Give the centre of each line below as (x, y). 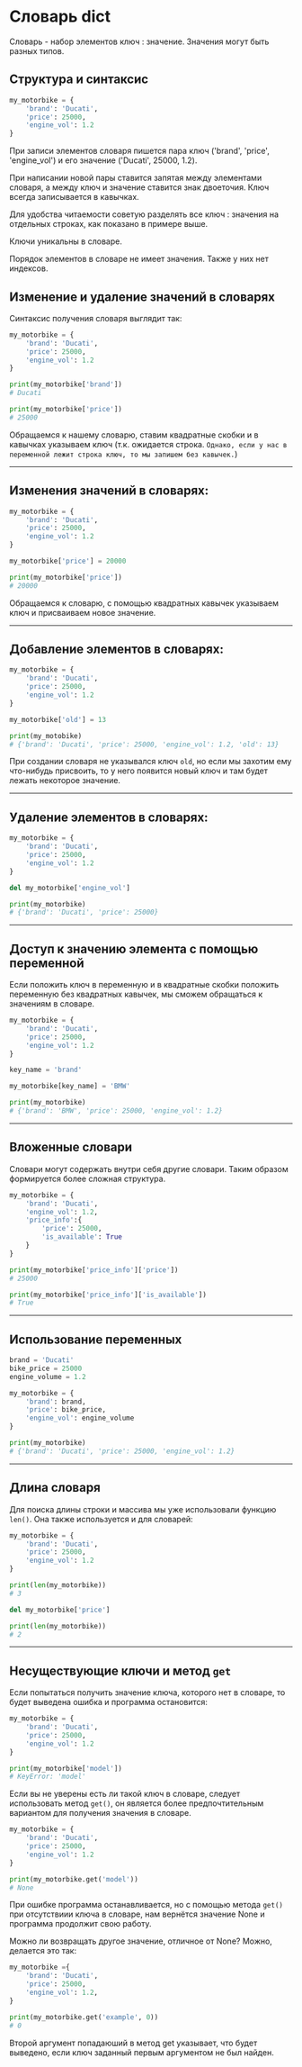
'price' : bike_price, (66, 1410)
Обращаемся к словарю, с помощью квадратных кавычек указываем (144, 603)
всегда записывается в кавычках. (74, 197)
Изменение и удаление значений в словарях (142, 297)
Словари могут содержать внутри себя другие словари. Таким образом (149, 1169)
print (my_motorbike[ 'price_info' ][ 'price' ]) (94, 1270)
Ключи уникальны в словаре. (66, 241)
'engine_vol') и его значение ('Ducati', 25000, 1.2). (103, 160)
